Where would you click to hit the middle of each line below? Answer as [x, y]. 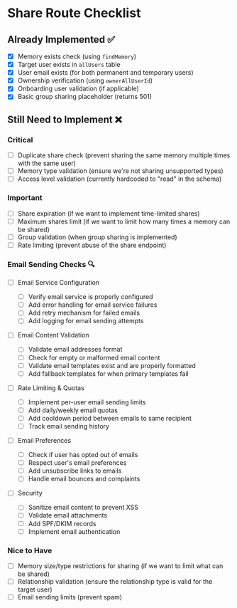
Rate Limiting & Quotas [51, 388]
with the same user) [47, 163]
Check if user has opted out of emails [83, 455]
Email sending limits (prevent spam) [70, 597]
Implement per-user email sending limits [87, 402]
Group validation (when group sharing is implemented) [97, 237]
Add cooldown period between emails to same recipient [110, 418]
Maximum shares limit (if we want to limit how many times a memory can [124, 221]
